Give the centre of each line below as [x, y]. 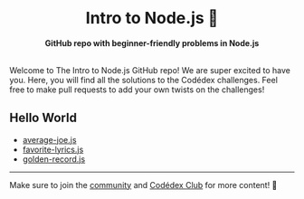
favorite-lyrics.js [53, 149]
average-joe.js [49, 139]
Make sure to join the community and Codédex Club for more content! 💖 [143, 185]
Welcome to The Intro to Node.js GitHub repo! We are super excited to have [150, 70]
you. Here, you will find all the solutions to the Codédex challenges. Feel [144, 80]
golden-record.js [54, 159]
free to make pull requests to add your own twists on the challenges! [137, 90]
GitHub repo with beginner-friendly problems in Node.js [152, 43]
